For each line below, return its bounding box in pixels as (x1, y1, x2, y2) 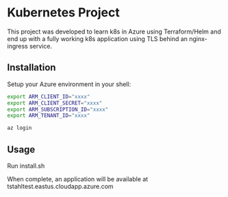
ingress (7, 42, 29, 50)
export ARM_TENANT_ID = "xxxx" (7, 112, 90, 119)
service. (29, 42, 53, 50)
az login (7, 124, 32, 131)
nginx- (189, 34, 207, 42)
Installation (7, 62, 56, 73)
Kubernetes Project (7, 5, 120, 21)
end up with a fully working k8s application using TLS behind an (7, 34, 188, 42)
